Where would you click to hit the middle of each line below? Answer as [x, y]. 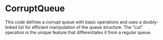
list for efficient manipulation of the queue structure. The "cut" [81, 27]
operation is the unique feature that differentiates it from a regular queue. [78, 32]
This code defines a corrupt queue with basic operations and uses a [73, 22]
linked [11, 27]
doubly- [151, 22]
